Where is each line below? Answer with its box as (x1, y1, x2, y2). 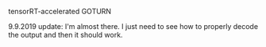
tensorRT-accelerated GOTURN (8, 7, 112, 16)
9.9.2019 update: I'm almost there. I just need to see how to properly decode (8, 22, 259, 31)
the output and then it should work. (8, 31, 123, 39)
